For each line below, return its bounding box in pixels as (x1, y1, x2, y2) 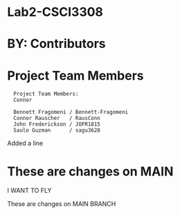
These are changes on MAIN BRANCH (7, 200, 116, 208)
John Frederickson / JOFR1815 (13, 121, 100, 128)
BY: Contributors (7, 36, 106, 52)
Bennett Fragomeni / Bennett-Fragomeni (13, 109, 129, 116)
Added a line (7, 139, 44, 148)
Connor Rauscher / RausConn (13, 115, 100, 122)
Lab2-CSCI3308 (7, 4, 104, 20)
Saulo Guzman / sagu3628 (13, 127, 100, 134)
